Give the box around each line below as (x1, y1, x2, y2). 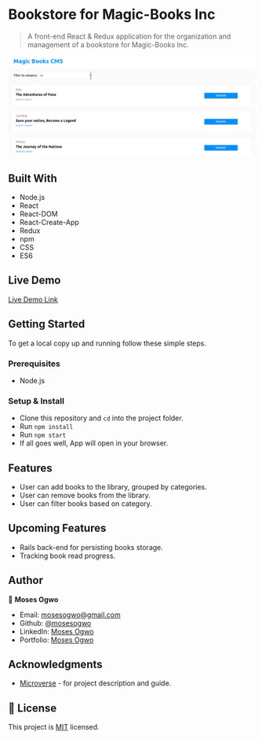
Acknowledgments (8, 658, 104, 671)
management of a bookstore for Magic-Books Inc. (27, 39, 190, 49)
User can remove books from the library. (19, 490, 151, 501)
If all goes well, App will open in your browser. (19, 438, 169, 448)
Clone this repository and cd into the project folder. (19, 413, 184, 423)
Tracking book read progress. (19, 551, 116, 560)
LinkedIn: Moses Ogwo (19, 626, 94, 636)
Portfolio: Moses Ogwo (19, 635, 94, 645)
